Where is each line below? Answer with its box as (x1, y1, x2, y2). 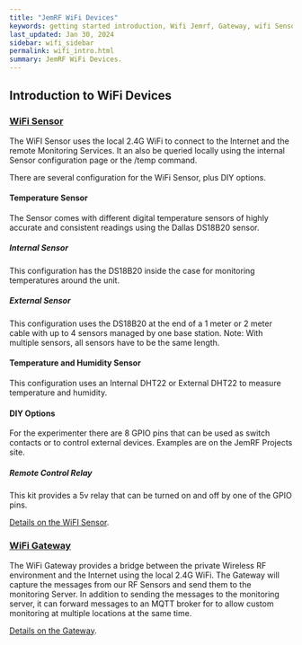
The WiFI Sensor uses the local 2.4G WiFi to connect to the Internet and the (9, 136, 289, 146)
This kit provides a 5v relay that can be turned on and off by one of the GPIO (9, 490, 292, 501)
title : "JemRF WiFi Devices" (9, 13, 119, 22)
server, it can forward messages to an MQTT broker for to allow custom (9, 598, 274, 609)
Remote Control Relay (9, 467, 93, 478)
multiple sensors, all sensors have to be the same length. (9, 337, 220, 348)
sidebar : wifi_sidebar (9, 38, 94, 48)
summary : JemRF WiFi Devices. (9, 55, 123, 64)
